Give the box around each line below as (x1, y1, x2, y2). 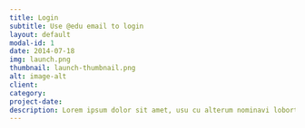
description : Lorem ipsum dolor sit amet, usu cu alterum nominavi (9, 105, 271, 114)
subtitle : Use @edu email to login (9, 22, 144, 31)
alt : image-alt (9, 72, 67, 81)
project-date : (9, 96, 64, 106)
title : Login (9, 13, 59, 23)
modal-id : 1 (9, 38, 54, 48)
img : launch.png (9, 55, 71, 64)
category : (9, 88, 47, 97)
